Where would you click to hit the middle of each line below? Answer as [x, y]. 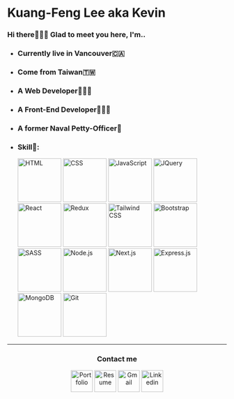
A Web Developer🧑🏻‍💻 [54, 91]
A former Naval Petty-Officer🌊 [69, 128]
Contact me [117, 359]
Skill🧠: [28, 146]
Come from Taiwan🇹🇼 [56, 72]
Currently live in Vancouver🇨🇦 [71, 54]
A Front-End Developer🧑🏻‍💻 [64, 110]
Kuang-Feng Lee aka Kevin [86, 13]
